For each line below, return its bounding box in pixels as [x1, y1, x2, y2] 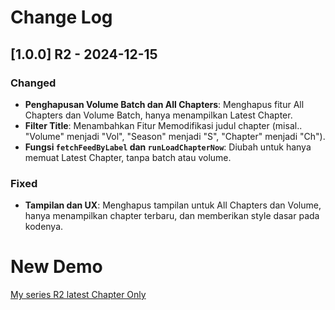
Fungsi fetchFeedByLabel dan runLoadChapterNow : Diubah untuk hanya [24, 141, 312, 153]
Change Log [10, 6, 113, 29]
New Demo [10, 256, 103, 278]
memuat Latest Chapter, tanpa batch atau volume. [24, 151, 232, 163]
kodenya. [24, 221, 64, 233]
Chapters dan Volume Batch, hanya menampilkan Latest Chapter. [24, 109, 293, 121]
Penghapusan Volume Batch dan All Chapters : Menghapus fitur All [24, 98, 305, 110]
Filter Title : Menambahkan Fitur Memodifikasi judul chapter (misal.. [24, 119, 303, 131]
